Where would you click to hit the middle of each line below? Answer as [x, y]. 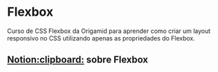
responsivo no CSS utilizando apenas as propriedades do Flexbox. [101, 38]
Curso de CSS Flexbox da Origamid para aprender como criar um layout [109, 31]
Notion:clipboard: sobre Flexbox [78, 60]
